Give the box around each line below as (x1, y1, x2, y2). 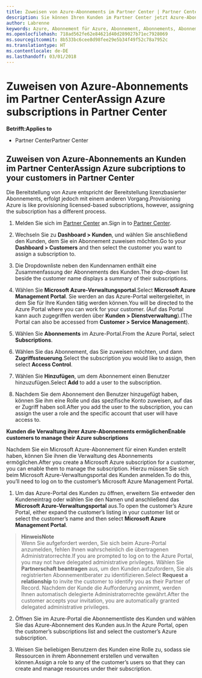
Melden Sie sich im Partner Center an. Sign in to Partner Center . (14, 220, 171, 227)
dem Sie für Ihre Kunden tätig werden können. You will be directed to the (14, 299, 194, 307)
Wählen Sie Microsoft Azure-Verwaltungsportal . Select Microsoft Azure (14, 286, 196, 294)
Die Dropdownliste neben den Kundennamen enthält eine (14, 262, 157, 270)
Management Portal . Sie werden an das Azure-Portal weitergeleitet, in (14, 293, 191, 300)
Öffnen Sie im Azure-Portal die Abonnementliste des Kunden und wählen (14, 615, 196, 623)
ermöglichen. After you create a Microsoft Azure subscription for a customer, (6, 458, 195, 466)
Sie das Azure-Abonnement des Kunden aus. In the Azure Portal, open (14, 621, 188, 629)
